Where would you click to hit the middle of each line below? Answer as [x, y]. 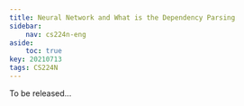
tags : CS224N [34, 68]
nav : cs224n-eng [56, 34]
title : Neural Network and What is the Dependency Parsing [122, 18]
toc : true [44, 51]
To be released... [41, 93]
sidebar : [26, 26]
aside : [22, 43]
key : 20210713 [36, 59]
